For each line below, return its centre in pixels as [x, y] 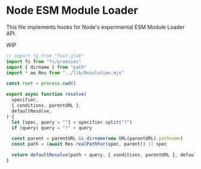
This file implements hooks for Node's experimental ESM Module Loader [96, 27]
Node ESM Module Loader [72, 10]
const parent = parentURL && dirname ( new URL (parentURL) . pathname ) [98, 138]
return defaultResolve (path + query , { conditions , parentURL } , [95, 155]
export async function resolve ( [46, 94]
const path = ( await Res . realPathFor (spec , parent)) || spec [89, 144]
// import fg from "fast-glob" [45, 56]
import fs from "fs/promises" [44, 61]
